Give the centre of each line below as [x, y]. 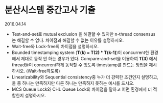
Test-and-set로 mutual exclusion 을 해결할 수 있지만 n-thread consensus [83, 34]
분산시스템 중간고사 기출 [50, 10]
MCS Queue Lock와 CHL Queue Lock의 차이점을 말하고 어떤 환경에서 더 [82, 89]
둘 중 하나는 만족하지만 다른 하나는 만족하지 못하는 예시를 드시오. [73, 83]
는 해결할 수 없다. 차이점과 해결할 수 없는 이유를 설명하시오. [68, 40]
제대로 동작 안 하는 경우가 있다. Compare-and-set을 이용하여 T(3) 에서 [89, 58]
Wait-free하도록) [44, 71]
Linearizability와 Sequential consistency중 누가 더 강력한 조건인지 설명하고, [85, 77]
